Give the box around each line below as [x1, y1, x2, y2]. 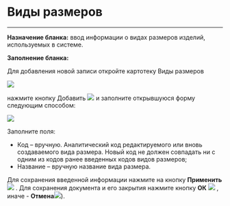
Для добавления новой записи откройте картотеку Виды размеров [7, 66, 204, 75]
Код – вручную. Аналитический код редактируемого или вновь [16, 140, 203, 149]
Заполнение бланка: [7, 53, 69, 62]
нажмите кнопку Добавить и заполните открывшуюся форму [7, 94, 196, 102]
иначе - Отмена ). [7, 192, 65, 200]
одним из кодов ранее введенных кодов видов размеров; [16, 155, 188, 163]
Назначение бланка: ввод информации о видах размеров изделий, [7, 33, 205, 41]
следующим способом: [7, 101, 76, 110]
